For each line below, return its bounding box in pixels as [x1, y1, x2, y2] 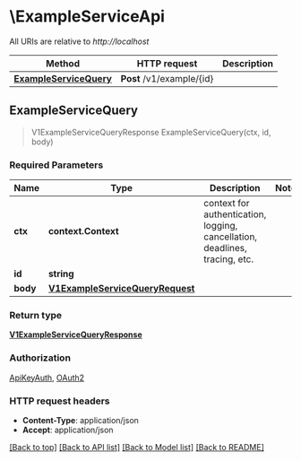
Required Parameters [9, 159, 104, 171]
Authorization [9, 352, 72, 364]
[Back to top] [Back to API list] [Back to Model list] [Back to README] [9, 441, 264, 452]
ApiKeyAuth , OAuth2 [9, 372, 85, 383]
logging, [202, 220, 238, 232]
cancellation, [202, 230, 258, 243]
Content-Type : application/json [21, 414, 139, 425]
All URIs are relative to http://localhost [9, 36, 150, 47]
